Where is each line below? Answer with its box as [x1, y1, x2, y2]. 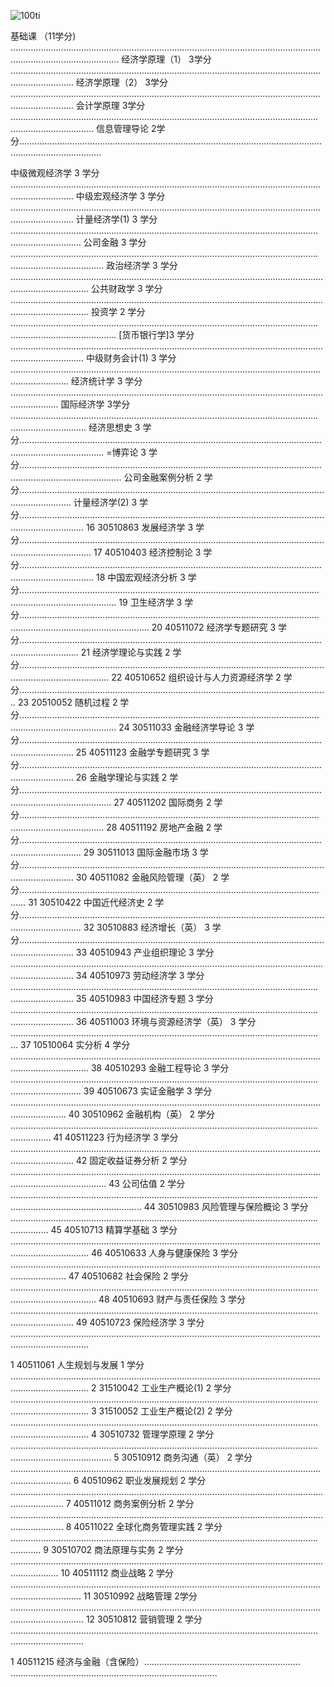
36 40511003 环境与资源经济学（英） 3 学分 [75, 1016, 257, 1027]
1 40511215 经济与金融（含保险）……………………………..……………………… [10, 1656, 301, 1667]
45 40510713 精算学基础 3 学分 [50, 1224, 178, 1235]
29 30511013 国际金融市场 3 [83, 846, 198, 858]
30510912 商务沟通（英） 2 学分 [121, 1451, 253, 1463]
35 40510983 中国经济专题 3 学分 [75, 993, 214, 1004]
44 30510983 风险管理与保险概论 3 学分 [143, 1201, 309, 1212]
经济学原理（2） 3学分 [75, 76, 168, 88]
